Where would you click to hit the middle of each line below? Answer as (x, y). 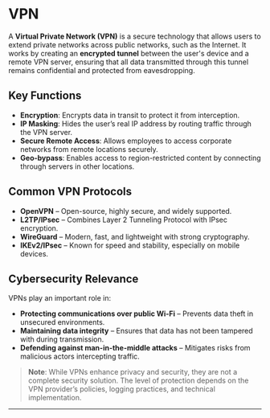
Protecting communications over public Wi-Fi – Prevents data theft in (137, 313)
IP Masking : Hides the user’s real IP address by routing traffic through (135, 123)
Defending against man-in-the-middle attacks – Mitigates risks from (135, 348)
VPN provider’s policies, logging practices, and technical (121, 389)
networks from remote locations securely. (89, 149)
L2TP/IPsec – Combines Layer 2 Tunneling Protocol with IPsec (123, 219)
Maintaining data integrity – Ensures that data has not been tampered (136, 331)
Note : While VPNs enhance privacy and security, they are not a (133, 372)
